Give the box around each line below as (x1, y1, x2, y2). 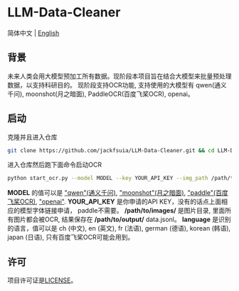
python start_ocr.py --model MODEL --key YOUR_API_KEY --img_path (7, 175, 208, 182)
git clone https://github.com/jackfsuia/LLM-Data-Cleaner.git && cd (7, 147, 215, 154)
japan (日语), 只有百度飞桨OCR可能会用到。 (7, 233, 134, 242)
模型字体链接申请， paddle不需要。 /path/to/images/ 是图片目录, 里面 (19, 206, 225, 215)
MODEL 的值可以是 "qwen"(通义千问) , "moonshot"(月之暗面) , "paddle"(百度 (7, 189, 229, 197)
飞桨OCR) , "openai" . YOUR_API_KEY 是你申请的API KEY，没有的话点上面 (7, 197, 222, 206)
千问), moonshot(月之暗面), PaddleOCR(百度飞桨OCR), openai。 (7, 90, 194, 98)
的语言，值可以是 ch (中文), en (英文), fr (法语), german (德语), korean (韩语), (7, 224, 231, 233)
